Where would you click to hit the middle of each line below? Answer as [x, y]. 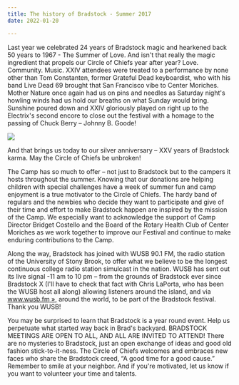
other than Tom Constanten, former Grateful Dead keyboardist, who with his [119, 77]
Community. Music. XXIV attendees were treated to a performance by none [118, 70]
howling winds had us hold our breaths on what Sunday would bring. [108, 100]
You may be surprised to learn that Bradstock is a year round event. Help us [119, 320]
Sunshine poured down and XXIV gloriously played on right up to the [108, 108]
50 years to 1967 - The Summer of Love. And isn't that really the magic [111, 55]
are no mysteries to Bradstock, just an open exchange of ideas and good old [119, 343]
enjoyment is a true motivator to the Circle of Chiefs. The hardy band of [112, 194]
